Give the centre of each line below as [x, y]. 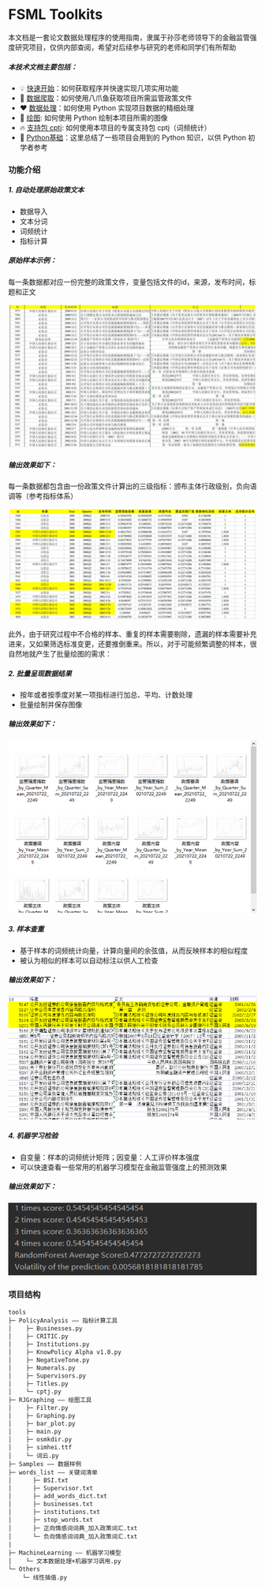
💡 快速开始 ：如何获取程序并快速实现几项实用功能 [99, 88]
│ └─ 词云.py [34, 1456]
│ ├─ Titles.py [38, 1384]
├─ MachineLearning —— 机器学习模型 [65, 1553]
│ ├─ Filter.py [38, 1408]
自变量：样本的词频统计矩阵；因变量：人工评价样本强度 [109, 1157]
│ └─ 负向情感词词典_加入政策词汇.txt [73, 1537]
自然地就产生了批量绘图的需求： [60, 653]
